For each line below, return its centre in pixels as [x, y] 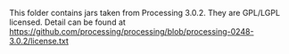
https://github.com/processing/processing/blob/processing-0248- [132, 31]
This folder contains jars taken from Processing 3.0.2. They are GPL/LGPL [145, 13]
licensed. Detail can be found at [68, 22]
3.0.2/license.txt [39, 41]
